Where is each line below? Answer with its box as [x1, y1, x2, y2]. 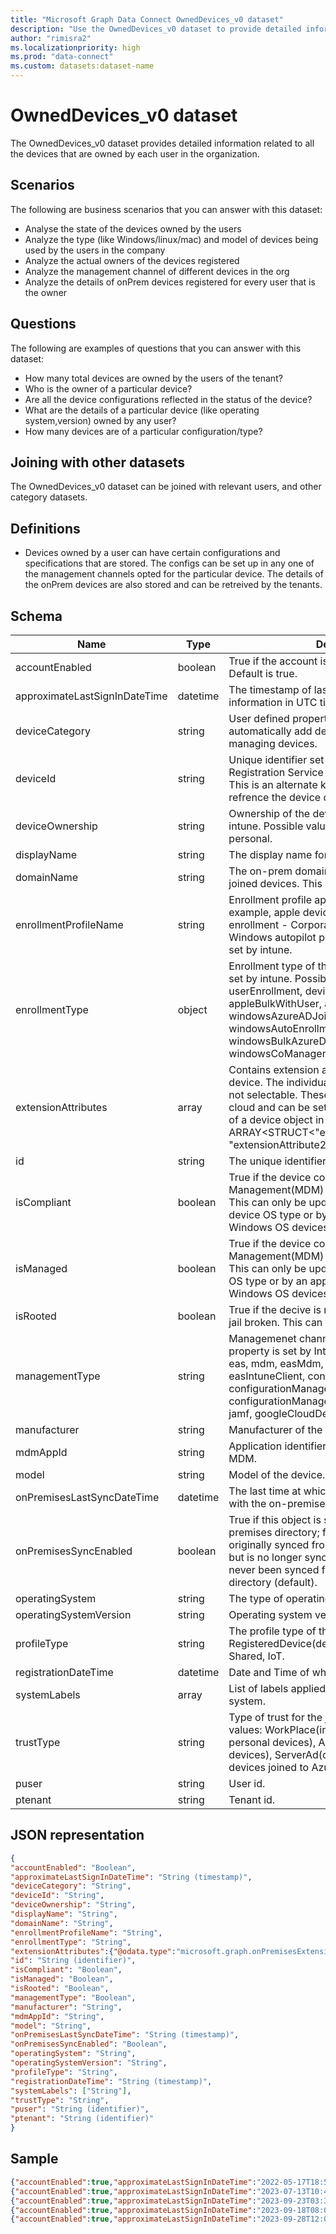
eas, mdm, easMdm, [228, 1357, 324, 1370]
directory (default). [228, 1576, 318, 1589]
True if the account [228, 654, 318, 668]
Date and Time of [228, 1666, 310, 1679]
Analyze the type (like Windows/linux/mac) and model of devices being [24, 233, 319, 245]
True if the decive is [228, 1303, 322, 1316]
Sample [10, 2151, 59, 2168]
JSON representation [10, 1827, 145, 1844]
